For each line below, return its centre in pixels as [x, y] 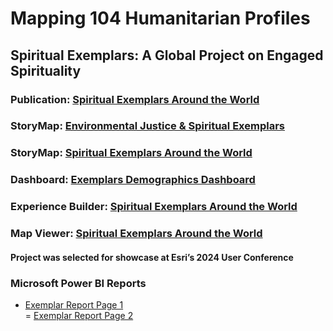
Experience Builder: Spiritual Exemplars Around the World [154, 207]
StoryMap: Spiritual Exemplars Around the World [131, 153]
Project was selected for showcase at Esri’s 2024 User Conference [152, 257]
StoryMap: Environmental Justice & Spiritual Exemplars [147, 126]
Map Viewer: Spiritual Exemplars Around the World [136, 234]
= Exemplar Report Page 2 [79, 315]
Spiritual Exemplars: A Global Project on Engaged [167, 55]
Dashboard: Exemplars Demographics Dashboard [133, 180]
